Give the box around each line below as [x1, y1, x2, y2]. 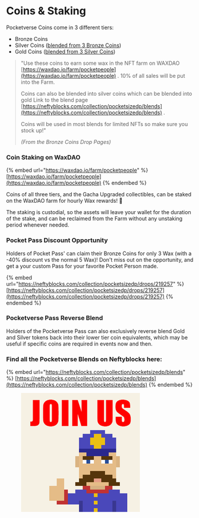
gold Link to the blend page [20, 96, 88, 103]
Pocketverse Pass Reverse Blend [6, 314, 103, 322]
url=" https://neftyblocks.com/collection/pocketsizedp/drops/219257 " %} [6, 280, 185, 287]
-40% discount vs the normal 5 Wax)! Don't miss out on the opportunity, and [6, 256, 194, 263]
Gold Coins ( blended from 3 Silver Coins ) [14, 48, 116, 55]
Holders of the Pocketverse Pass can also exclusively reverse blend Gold [6, 327, 185, 334]
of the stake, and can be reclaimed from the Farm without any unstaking [6, 215, 183, 222]
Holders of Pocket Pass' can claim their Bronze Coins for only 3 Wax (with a [6, 250, 192, 257]
